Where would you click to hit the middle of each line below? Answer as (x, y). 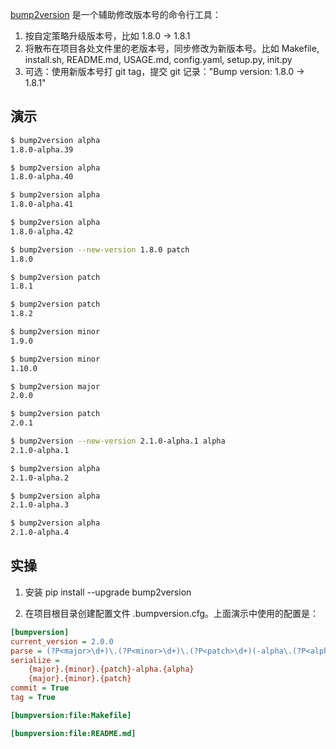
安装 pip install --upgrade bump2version (108, 592)
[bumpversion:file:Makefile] (71, 715)
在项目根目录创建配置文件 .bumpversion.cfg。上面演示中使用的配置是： (172, 613)
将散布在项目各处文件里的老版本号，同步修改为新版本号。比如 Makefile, (172, 48)
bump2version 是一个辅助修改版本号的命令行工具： (116, 14)
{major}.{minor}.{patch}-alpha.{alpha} (111, 669)
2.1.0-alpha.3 (40, 505)
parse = (26, 651)
